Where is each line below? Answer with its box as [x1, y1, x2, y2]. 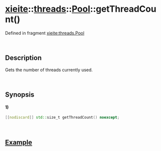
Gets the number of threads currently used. [5, 67, 93, 73]
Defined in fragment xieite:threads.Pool [5, 30, 84, 36]
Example [5, 138, 32, 147]
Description [5, 54, 42, 62]
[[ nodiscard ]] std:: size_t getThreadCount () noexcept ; [5, 115, 120, 120]
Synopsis [5, 91, 34, 99]
